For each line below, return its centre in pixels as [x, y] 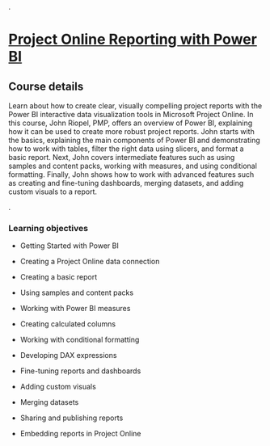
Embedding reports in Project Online [80, 434]
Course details [46, 86]
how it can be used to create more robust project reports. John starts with [131, 131]
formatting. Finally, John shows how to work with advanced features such [131, 175]
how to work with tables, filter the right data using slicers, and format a [126, 149]
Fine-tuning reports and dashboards [80, 371]
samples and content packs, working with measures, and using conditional [133, 166]
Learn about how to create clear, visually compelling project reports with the [135, 106]
